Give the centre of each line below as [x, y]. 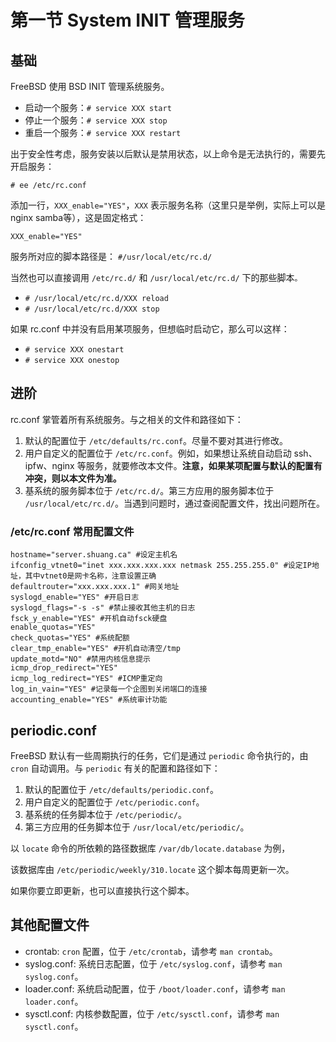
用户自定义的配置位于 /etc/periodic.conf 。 [114, 802]
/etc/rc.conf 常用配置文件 [72, 531]
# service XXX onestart [74, 350]
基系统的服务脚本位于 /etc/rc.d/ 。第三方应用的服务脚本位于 [149, 490]
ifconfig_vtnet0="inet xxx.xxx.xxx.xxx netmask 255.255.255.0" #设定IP [161, 566]
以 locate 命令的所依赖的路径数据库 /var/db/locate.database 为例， [150, 848]
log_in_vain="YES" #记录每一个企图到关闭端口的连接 [109, 689]
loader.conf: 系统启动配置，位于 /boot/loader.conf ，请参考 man [155, 988]
